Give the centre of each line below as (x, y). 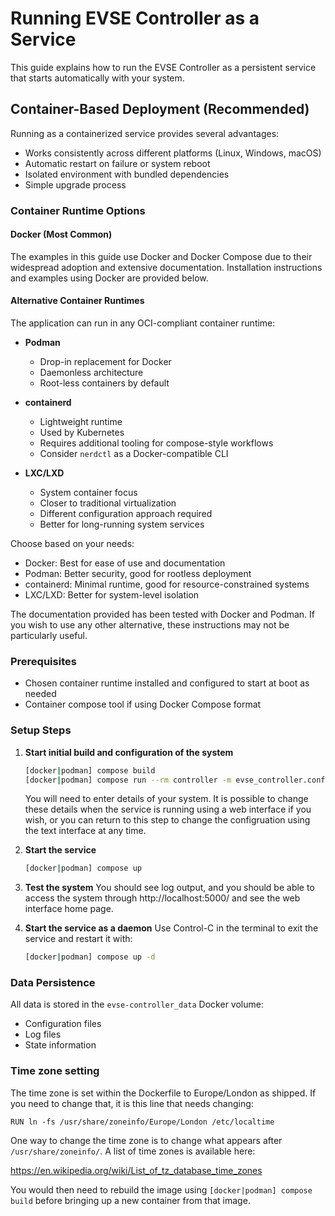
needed (40, 694)
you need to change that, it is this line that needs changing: (132, 1103)
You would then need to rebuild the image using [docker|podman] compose (161, 1189)
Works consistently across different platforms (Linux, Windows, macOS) (173, 153)
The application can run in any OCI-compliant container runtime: (143, 323)
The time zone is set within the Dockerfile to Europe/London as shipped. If (163, 1093)
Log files (43, 1034)
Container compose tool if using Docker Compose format (143, 704)
